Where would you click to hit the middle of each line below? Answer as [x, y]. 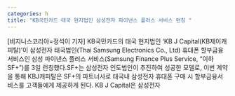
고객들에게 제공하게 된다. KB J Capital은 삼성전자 [93, 85]
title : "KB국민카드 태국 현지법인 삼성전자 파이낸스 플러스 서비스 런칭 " [100, 20]
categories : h [28, 14]
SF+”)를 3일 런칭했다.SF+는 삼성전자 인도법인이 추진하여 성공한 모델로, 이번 [111, 67]
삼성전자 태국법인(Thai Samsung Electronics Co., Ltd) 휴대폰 [115, 50]
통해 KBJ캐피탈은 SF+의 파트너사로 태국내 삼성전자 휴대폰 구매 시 [104, 76]
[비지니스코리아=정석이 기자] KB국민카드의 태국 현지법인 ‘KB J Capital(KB [109, 41]
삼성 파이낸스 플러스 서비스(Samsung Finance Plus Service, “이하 [122, 59]
